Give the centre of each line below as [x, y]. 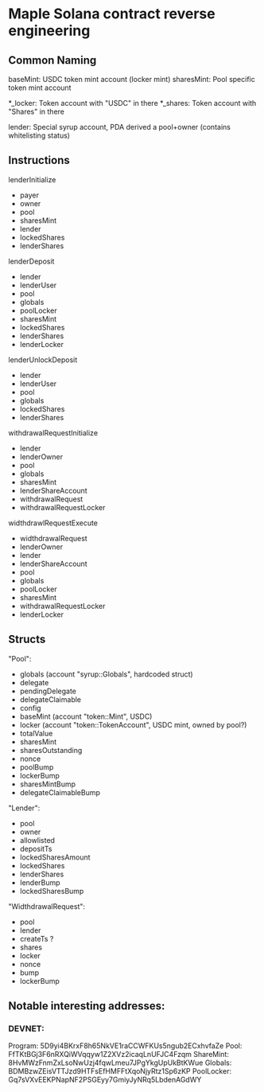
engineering [49, 31]
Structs [27, 640]
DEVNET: [27, 1028]
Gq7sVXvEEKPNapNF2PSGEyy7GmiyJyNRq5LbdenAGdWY [105, 1080]
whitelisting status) [39, 135]
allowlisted [37, 840]
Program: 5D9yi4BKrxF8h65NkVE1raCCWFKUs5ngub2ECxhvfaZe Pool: [125, 1046]
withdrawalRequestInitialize [53, 433]
